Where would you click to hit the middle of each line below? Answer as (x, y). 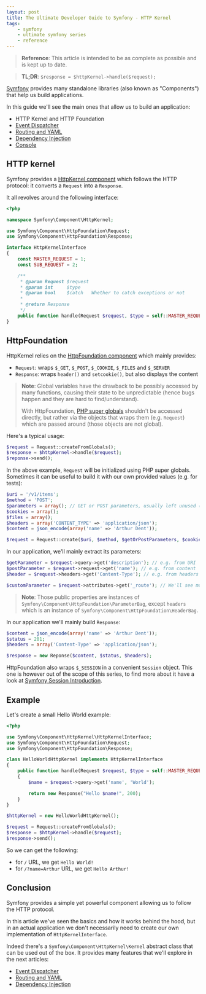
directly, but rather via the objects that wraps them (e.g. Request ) (103, 417)
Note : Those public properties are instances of (80, 597)
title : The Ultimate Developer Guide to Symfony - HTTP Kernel (89, 18)
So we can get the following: (42, 850)
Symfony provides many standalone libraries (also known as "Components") (103, 88)
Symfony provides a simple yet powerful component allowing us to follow (99, 902)
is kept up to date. (44, 65)
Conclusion (29, 888)
